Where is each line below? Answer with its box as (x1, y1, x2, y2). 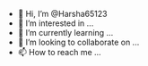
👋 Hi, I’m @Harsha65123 (17, 9, 108, 19)
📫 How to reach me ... (17, 47, 101, 57)
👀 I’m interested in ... (17, 18, 94, 29)
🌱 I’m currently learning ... (17, 28, 114, 37)
